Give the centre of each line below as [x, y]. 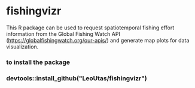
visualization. [22, 47]
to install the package [38, 62]
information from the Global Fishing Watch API [63, 34]
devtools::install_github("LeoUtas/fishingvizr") [77, 78]
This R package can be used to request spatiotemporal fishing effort [90, 28]
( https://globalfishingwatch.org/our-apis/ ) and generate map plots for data [98, 40]
